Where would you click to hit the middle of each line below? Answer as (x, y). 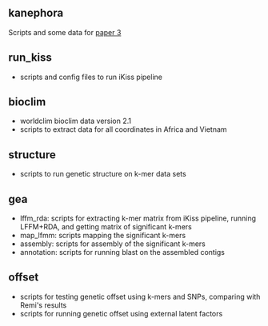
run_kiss (30, 58)
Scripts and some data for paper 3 (65, 32)
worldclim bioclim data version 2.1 (76, 121)
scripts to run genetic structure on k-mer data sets (103, 174)
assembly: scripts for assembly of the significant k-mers (112, 244)
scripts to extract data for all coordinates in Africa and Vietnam (123, 129)
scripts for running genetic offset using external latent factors (121, 313)
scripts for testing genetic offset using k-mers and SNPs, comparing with (140, 296)
